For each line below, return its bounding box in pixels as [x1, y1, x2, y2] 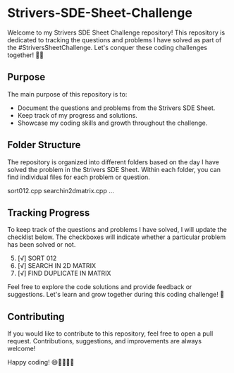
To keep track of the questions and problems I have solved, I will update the [7, 226, 227, 234]
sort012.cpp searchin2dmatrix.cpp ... [7, 186, 115, 195]
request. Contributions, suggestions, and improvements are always [7, 337, 202, 346]
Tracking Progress [7, 207, 90, 219]
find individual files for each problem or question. [7, 173, 150, 181]
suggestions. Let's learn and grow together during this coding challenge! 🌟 [7, 291, 224, 299]
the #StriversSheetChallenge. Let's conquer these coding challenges [7, 43, 208, 51]
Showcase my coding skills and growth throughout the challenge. [17, 118, 208, 127]
